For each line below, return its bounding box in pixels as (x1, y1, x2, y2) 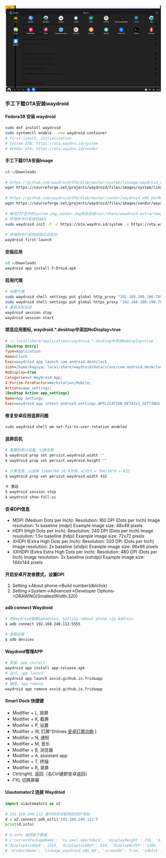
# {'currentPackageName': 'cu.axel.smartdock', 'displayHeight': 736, (5, 838, 154, 843)
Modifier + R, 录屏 (12, 764, 49, 770)
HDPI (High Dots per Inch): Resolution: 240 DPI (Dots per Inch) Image (12, 528, 154, 534)
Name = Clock (5, 354, 28, 359)
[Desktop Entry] (5, 344, 39, 349)
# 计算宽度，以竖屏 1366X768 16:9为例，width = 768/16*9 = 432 (5, 469, 130, 474)
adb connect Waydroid (5, 605, 53, 611)
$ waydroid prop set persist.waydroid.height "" (5, 458, 107, 463)
